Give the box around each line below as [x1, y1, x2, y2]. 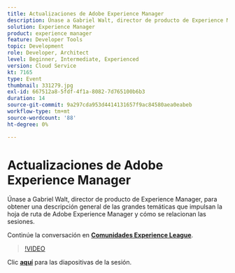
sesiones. [7, 218, 35, 226]
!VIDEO [24, 244, 45, 253]
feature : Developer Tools [7, 36, 83, 43]
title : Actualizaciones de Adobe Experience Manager [7, 10, 164, 17]
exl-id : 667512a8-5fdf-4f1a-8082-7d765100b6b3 [7, 88, 145, 95]
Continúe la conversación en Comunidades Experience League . [7, 231, 194, 239]
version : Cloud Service [7, 62, 77, 69]
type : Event [7, 75, 42, 83]
